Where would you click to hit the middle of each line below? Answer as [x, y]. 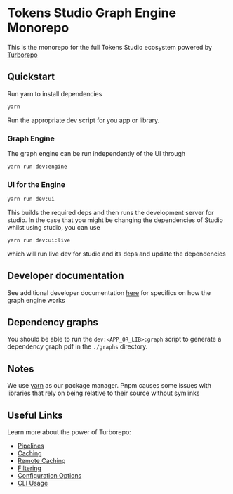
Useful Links [35, 415]
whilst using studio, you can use [54, 227]
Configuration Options [49, 476]
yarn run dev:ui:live [39, 240]
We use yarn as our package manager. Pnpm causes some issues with [109, 386]
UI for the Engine [36, 184]
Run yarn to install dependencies [55, 93]
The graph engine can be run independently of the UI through [96, 153]
